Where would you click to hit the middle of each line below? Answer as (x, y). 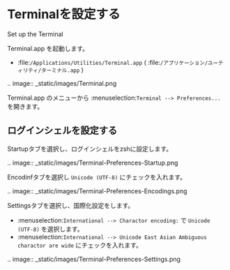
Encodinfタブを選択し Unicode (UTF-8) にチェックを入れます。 (97, 177)
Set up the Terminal (36, 34)
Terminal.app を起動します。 (48, 48)
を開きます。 (25, 106)
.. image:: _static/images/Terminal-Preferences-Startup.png (93, 163)
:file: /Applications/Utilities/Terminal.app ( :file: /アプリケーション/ (113, 62)
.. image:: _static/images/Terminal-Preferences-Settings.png (94, 259)
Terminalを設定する (64, 14)
